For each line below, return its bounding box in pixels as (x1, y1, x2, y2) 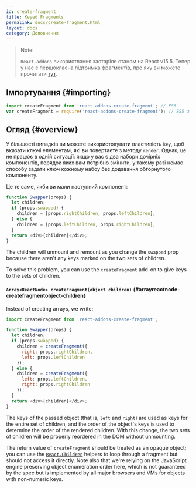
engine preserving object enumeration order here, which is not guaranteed (6, 463, 186, 470)
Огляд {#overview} (6, 124, 78, 135)
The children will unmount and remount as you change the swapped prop (6, 248, 179, 255)
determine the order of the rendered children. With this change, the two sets (6, 426, 190, 433)
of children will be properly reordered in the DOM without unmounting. (6, 433, 176, 440)
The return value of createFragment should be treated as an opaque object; (6, 444, 187, 451)
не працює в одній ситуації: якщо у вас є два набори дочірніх (6, 153, 161, 160)
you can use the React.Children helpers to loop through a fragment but (6, 450, 178, 457)
